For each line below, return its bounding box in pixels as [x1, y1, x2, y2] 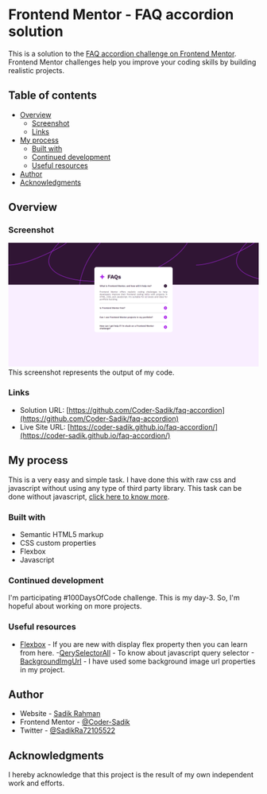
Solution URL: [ [19, 405, 69, 415]
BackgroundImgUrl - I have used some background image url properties [19, 656, 256, 666]
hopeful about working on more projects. [8, 601, 142, 611]
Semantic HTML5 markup [19, 529, 104, 539]
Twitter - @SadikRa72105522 [19, 726, 116, 735]
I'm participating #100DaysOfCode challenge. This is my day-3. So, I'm [8, 593, 240, 602]
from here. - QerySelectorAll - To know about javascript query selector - [19, 648, 255, 657]
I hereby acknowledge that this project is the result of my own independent [8, 770, 254, 780]
